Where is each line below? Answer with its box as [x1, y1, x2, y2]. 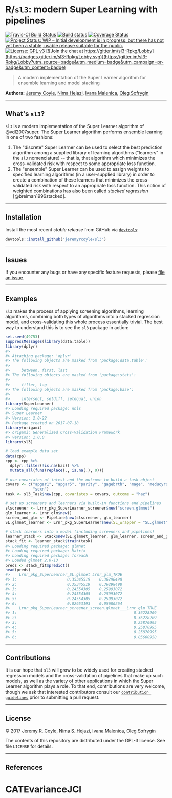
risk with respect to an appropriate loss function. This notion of [33, 182, 166, 188]
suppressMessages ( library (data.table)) [5, 339, 91, 344]
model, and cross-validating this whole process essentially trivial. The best [5, 319, 163, 325]
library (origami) [5, 425, 42, 430]
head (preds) [5, 567, 31, 573]
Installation [5, 213, 42, 222]
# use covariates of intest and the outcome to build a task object [5, 477, 155, 482]
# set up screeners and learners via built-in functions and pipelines [5, 501, 161, 506]
